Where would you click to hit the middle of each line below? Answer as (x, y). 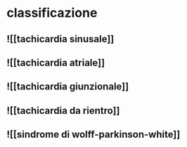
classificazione (52, 13)
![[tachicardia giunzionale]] (68, 87)
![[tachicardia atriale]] (56, 62)
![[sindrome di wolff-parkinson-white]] (93, 135)
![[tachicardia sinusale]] (60, 39)
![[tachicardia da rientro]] (63, 110)
